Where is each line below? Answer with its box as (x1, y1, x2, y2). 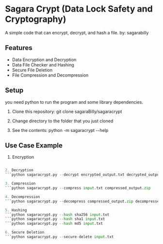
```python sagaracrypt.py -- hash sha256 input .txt (5, 212, 110, 217)
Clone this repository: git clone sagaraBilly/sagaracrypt (12, 108, 122, 114)
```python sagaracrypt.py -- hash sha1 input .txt (5, 217, 105, 222)
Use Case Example (5, 141, 63, 149)
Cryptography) (5, 14, 66, 25)
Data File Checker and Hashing (12, 62, 74, 67)
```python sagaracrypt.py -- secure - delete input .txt (5, 234, 114, 239)
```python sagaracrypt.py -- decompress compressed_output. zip (5, 199, 133, 204)
